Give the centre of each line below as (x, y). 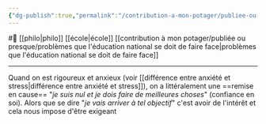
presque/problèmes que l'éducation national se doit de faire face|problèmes (132, 46)
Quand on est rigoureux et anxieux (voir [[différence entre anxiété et (120, 77)
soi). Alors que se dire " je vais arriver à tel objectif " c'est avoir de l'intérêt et (132, 103)
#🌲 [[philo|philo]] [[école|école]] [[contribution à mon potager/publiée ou (127, 38)
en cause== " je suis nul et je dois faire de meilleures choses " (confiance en (131, 94)
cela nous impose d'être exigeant (63, 111)
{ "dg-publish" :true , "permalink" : (63, 15)
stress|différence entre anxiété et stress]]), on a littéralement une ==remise (131, 86)
